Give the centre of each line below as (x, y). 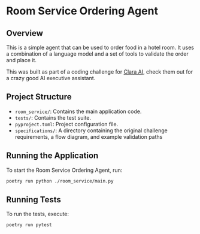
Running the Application (52, 156)
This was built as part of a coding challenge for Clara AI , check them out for (100, 72)
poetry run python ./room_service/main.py (60, 181)
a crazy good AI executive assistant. (51, 78)
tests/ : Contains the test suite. (53, 117)
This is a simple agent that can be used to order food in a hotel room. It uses (100, 47)
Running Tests (34, 200)
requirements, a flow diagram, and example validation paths (89, 136)
